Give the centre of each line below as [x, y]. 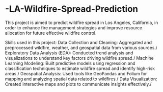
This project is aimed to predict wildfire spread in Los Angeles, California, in [81, 23]
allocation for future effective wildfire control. [51, 33]
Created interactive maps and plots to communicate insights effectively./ [78, 84]
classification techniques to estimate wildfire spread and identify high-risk [80, 68]
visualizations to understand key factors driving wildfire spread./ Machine [79, 58]
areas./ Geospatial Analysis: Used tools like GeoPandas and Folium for [76, 73]
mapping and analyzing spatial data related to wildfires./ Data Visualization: [81, 79]
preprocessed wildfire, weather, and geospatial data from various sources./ [81, 47]
